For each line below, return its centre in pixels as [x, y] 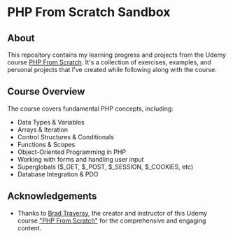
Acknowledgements [52, 196]
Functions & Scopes [46, 144]
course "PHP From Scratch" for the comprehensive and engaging [112, 220]
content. [29, 227]
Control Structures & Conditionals [65, 136]
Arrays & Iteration [43, 129]
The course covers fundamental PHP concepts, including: [90, 108]
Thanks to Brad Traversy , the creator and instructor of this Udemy [112, 213]
